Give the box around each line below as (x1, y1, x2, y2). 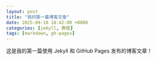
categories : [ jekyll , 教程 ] (6, 25, 74, 31)
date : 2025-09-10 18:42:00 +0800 (6, 19, 88, 25)
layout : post (6, 8, 38, 15)
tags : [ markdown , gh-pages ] (6, 31, 75, 36)
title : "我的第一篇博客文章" (6, 14, 69, 20)
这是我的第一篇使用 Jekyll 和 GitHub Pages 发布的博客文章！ (6, 48, 152, 55)
